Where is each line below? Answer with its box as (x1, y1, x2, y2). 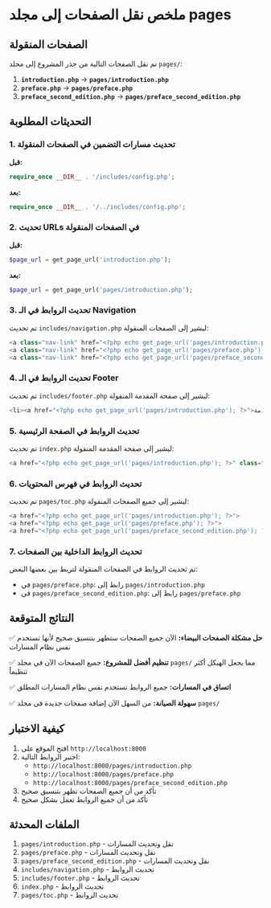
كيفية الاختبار (9, 722, 65, 736)
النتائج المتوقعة (9, 611, 75, 625)
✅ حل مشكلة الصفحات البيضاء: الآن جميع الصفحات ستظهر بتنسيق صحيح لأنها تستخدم (9, 632, 263, 642)
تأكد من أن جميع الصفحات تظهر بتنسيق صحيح (20, 786, 157, 796)
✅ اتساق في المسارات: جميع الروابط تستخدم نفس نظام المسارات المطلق (9, 681, 232, 692)
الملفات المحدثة (9, 817, 80, 831)
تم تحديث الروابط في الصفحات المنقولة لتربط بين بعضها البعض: (9, 564, 199, 574)
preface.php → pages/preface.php (20, 83, 133, 92)
